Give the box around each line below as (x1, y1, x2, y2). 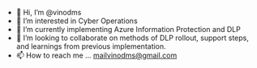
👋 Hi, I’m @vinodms (15, 8, 82, 17)
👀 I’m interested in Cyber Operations (15, 16, 138, 26)
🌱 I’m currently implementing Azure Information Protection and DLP (15, 25, 241, 34)
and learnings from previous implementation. (15, 42, 166, 51)
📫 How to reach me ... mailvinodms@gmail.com (15, 50, 178, 60)
